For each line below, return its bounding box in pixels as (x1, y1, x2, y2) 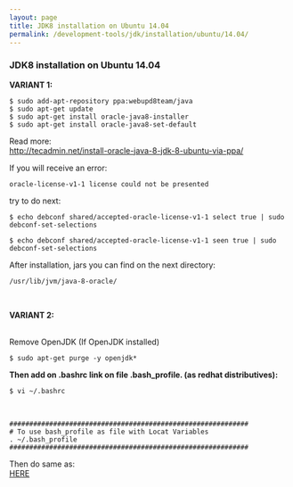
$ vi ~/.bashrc (9, 386, 66, 395)
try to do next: (9, 195, 61, 206)
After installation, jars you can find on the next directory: (9, 260, 216, 270)
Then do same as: (9, 458, 76, 469)
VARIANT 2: (9, 310, 55, 320)
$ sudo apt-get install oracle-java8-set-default (9, 120, 198, 129)
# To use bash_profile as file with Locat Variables (9, 427, 209, 436)
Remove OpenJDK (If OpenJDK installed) (9, 336, 160, 347)
